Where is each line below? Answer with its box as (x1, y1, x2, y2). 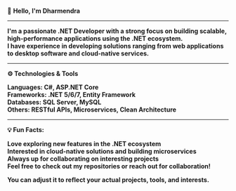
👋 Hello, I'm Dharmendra (7, 7, 81, 15)
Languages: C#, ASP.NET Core (7, 83, 99, 91)
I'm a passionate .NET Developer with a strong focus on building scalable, (7, 27, 227, 35)
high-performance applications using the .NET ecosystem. (7, 34, 183, 42)
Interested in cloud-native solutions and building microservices (7, 147, 197, 155)
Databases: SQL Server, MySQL (7, 98, 102, 106)
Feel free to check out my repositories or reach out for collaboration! (7, 162, 211, 170)
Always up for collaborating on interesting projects (7, 154, 159, 163)
